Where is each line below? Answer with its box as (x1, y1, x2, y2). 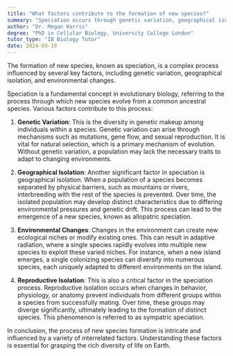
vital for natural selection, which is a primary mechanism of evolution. (17, 140, 216, 148)
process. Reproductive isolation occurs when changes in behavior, (17, 284, 208, 291)
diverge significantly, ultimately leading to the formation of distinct (17, 306, 207, 314)
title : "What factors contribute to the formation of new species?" (7, 10, 209, 17)
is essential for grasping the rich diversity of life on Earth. (7, 341, 171, 349)
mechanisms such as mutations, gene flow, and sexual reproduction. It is (17, 133, 225, 141)
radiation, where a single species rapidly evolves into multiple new (17, 241, 207, 248)
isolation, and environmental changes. (7, 76, 116, 84)
